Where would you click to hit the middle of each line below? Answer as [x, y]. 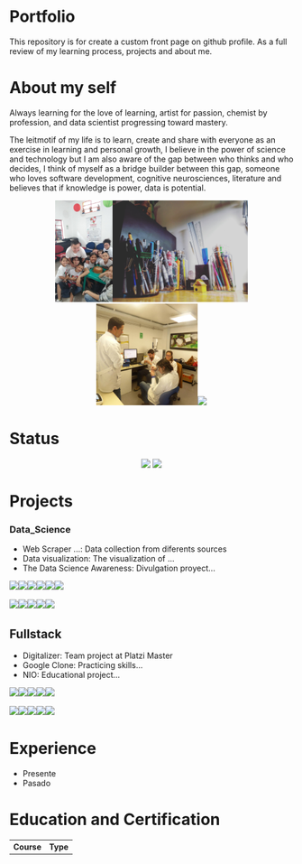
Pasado [37, 784]
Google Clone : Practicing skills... [82, 665]
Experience [53, 749]
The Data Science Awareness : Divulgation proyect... [119, 568]
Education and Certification [115, 820]
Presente [39, 774]
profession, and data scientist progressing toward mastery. [119, 122]
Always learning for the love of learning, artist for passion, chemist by [138, 112]
